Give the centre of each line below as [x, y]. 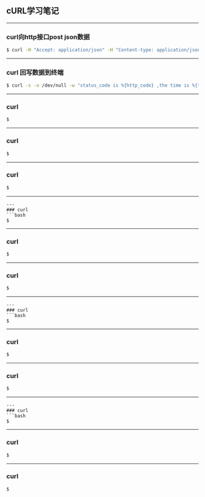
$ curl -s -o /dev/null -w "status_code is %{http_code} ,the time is [98, 85]
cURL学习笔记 [33, 11]
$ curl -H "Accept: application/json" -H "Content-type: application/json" [105, 50]
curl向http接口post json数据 [48, 37]
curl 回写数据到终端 [35, 72]
